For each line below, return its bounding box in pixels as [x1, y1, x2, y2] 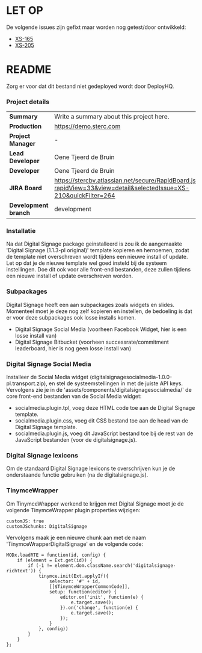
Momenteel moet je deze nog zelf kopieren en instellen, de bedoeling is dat [6, 308, 192, 315]
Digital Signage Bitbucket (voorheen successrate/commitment [14, 338, 170, 345]
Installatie [6, 227, 36, 235]
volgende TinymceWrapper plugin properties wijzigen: [6, 506, 141, 513]
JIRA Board [9, 184, 42, 193]
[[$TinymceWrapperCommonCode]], [49, 583, 130, 590]
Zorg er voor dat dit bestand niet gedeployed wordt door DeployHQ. [6, 82, 174, 90]
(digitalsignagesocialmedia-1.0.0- [90, 374, 173, 381]
